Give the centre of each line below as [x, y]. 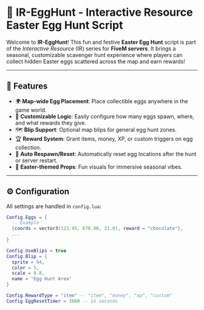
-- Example [25, 223]
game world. [31, 110]
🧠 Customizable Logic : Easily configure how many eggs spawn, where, [104, 116]
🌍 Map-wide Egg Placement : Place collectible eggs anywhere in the [101, 101]
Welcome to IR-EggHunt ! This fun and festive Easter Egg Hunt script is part [101, 42]
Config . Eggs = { [27, 217]
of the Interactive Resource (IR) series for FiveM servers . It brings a [91, 49]
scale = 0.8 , [28, 273]
